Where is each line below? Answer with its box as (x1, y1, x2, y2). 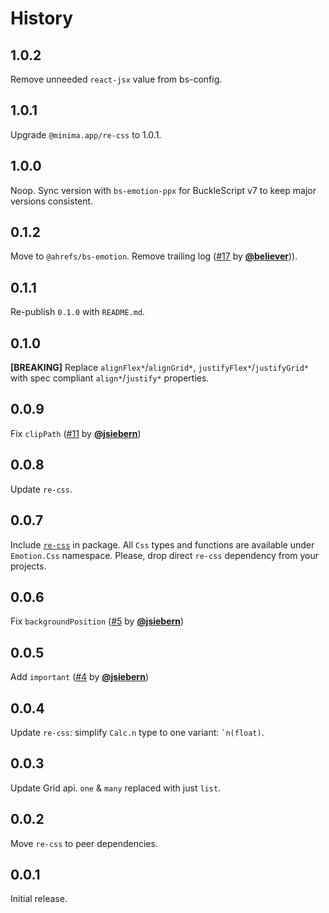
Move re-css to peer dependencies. (10, 837, 158, 849)
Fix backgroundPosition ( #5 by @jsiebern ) (10, 615, 185, 627)
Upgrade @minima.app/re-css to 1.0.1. (10, 128, 162, 141)
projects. (10, 560, 47, 572)
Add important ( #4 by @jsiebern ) (10, 671, 149, 683)
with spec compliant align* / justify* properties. (10, 372, 210, 384)
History (10, 7, 74, 30)
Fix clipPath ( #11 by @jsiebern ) (10, 427, 142, 439)
